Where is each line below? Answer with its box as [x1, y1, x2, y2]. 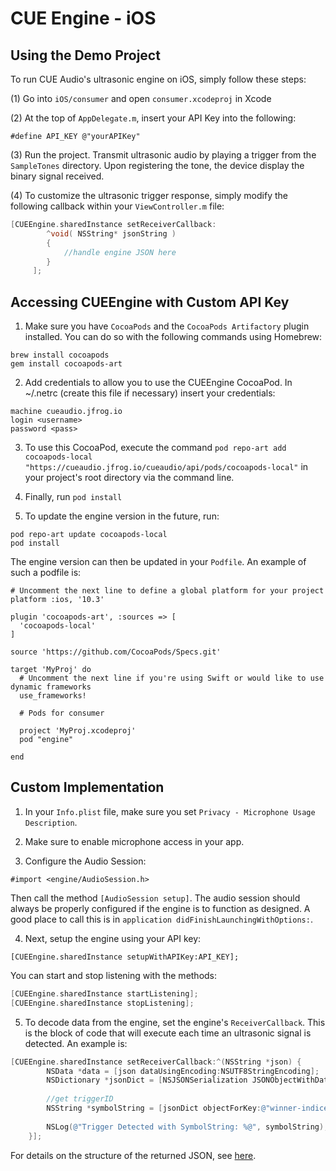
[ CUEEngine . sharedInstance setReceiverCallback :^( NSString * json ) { [10, 1057, 302, 1067]
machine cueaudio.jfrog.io [10, 407, 123, 417]
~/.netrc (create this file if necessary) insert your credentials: [24, 387, 276, 399]
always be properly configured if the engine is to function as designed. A [10, 902, 311, 914]
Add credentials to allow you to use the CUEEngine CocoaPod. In [24, 377, 293, 389]
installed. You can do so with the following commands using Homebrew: [24, 331, 323, 343]
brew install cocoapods [10, 350, 110, 361]
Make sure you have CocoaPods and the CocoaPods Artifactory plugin [24, 320, 310, 332]
